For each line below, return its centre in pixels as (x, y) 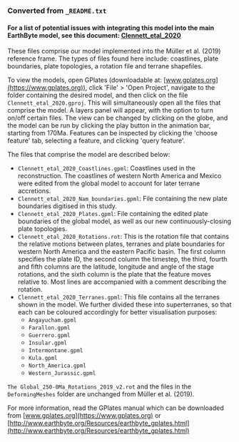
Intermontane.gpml (56, 351)
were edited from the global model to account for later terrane (109, 183)
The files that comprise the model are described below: (89, 155)
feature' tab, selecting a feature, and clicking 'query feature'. (96, 140)
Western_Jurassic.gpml (62, 374)
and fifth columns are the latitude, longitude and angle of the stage (116, 267)
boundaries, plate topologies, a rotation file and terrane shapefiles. (105, 66)
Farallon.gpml (49, 328)
